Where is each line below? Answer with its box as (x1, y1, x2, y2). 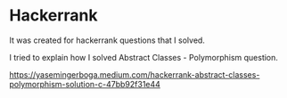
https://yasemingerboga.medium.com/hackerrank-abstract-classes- (9, 69, 260, 80)
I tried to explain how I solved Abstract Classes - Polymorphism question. (9, 52, 279, 62)
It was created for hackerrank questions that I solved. (9, 35, 205, 45)
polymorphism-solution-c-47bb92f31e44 (9, 78, 160, 89)
